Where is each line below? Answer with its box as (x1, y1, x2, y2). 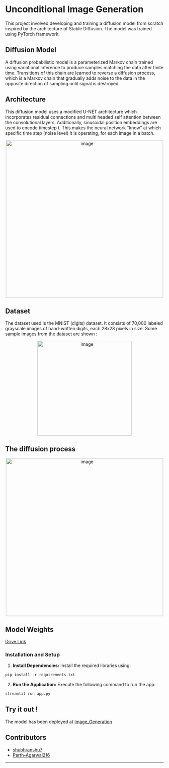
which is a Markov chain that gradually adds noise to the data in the (5, 75, 145, 81)
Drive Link (5, 639, 26, 644)
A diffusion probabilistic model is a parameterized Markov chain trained (5, 59, 153, 65)
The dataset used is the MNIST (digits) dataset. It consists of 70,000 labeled (5, 320, 163, 326)
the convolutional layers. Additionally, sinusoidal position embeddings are (5, 119, 157, 125)
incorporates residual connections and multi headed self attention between (5, 114, 161, 120)
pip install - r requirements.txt (5, 673, 75, 678)
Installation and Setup (5, 651, 60, 658)
